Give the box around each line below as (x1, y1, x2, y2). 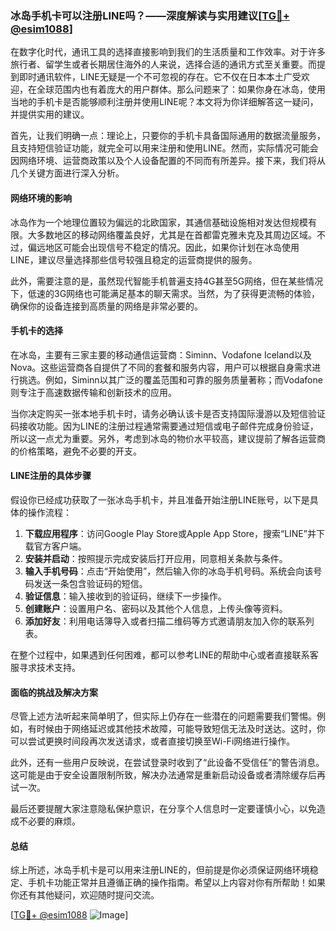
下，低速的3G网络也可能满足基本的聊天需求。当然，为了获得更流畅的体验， (10, 287, 321, 299)
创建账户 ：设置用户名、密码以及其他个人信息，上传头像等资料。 (24, 602, 288, 614)
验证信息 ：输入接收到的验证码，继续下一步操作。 (24, 590, 227, 602)
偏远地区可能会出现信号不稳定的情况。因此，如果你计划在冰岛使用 (27, 241, 300, 253)
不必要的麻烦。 (18, 815, 81, 827)
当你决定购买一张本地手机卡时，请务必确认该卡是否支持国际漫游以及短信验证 (10, 407, 326, 419)
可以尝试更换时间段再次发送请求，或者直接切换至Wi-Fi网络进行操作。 (10, 735, 296, 747)
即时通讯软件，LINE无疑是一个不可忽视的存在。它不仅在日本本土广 (18, 71, 293, 83)
